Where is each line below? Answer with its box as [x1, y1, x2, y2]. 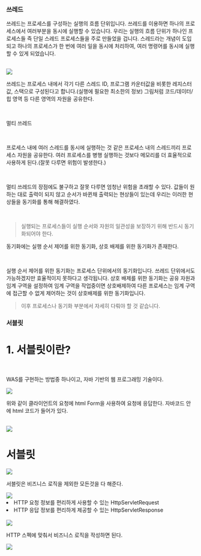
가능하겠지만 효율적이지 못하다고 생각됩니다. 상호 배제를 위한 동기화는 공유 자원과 [6, 274, 196, 282]
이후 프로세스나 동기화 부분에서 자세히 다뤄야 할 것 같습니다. [20, 303, 161, 310]
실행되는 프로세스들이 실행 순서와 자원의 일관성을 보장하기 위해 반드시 [20, 223, 183, 230]
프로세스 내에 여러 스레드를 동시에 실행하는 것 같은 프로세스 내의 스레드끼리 [6, 144, 181, 151]
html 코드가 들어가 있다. [12, 407, 68, 415]
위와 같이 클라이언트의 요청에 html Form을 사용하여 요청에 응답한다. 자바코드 [6, 400, 185, 407]
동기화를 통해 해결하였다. [22, 198, 80, 206]
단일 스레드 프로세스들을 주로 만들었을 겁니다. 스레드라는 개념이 [33, 35, 181, 43]
